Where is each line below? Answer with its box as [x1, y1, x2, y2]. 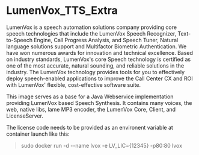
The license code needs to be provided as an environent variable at [6, 124, 173, 131]
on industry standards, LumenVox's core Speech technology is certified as [6, 55, 191, 63]
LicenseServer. [6, 112, 44, 119]
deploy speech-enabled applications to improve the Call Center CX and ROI [6, 75, 194, 82]
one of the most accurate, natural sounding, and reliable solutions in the [6, 62, 185, 69]
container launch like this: [6, 130, 70, 138]
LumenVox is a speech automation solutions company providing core [6, 24, 177, 31]
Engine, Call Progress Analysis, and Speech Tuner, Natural [34, 36, 179, 43]
